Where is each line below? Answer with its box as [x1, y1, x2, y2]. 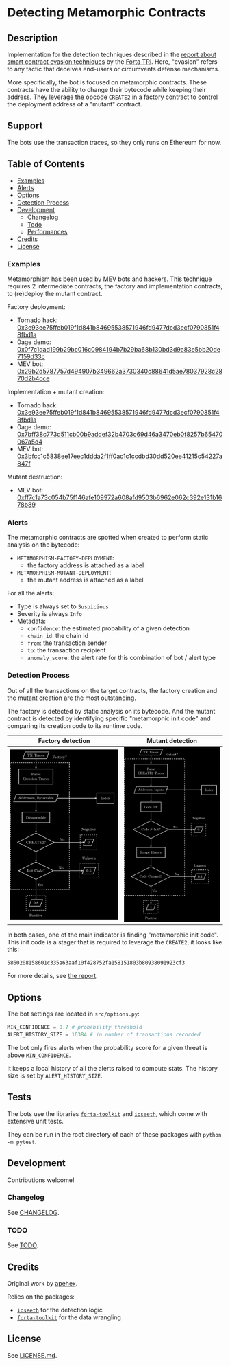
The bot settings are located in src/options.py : [7, 1010, 140, 1018]
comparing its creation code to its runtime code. [7, 721, 143, 729]
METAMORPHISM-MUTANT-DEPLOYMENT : [16, 569, 112, 577]
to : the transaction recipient [27, 646, 106, 654]
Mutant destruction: [7, 473, 63, 481]
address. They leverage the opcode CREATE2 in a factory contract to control [7, 93, 218, 101]
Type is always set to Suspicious [16, 602, 110, 611]
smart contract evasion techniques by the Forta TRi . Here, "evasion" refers [7, 58, 218, 66]
